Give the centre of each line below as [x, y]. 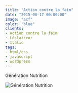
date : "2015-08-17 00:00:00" [36, 15]
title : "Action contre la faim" [39, 10]
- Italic [14, 43]
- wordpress [18, 61]
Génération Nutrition [27, 75]
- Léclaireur [19, 38]
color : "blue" [20, 24]
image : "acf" [19, 19]
